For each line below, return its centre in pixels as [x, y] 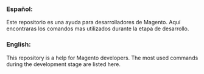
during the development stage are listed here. [63, 64]
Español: [20, 9]
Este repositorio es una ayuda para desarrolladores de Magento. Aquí [93, 22]
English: [19, 44]
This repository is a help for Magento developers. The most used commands [102, 58]
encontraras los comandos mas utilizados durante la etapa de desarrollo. [98, 29]
